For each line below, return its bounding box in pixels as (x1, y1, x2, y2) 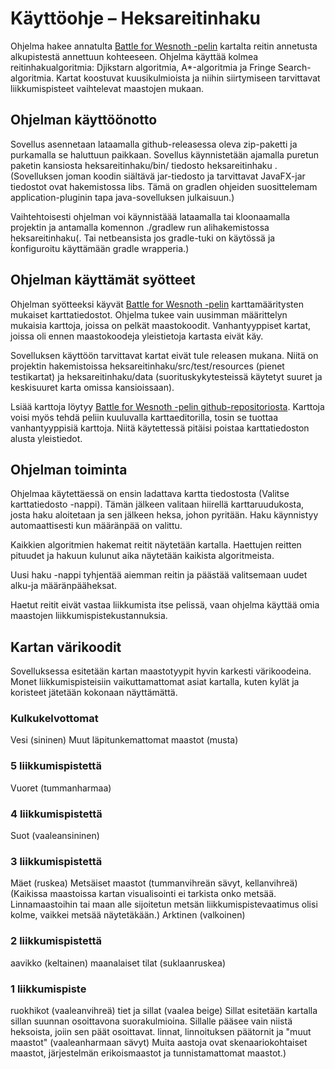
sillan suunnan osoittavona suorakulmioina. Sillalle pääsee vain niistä (10, 1015, 293, 1027)
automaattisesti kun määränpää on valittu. (10, 520, 183, 532)
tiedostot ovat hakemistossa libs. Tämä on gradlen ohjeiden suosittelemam (10, 180, 318, 192)
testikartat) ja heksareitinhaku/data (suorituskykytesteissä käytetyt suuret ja (10, 370, 323, 382)
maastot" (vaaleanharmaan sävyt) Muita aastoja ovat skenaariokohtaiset (10, 1036, 308, 1048)
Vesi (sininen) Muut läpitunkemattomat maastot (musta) (10, 734, 239, 746)
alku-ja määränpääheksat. (10, 580, 118, 592)
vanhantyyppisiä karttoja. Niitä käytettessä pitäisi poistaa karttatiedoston (10, 422, 310, 434)
